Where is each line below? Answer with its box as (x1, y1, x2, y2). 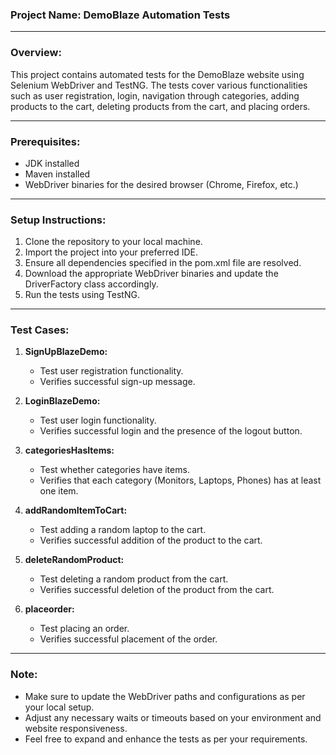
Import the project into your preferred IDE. (24, 246, 198, 258)
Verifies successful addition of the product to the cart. (39, 534, 263, 547)
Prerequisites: (10, 134, 81, 148)
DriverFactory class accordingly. (24, 278, 159, 290)
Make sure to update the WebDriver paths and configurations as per (24, 690, 306, 702)
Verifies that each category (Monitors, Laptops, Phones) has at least (39, 474, 322, 487)
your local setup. (24, 701, 95, 713)
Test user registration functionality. (39, 365, 184, 377)
